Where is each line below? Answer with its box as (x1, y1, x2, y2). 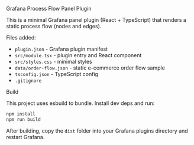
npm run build (6, 116, 41, 123)
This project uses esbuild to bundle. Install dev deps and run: (6, 100, 155, 107)
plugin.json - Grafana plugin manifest (14, 45, 108, 52)
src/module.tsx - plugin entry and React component (14, 52, 142, 58)
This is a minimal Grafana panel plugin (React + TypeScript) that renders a (6, 17, 186, 23)
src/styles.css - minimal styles (14, 58, 93, 65)
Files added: (6, 34, 37, 41)
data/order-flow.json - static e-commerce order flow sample (14, 64, 166, 71)
